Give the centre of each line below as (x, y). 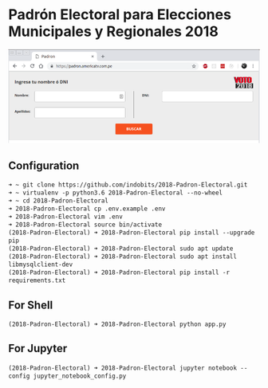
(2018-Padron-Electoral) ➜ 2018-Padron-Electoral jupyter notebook (123, 368)
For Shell (31, 305)
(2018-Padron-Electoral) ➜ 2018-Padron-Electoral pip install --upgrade (132, 233)
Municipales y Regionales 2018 (114, 31)
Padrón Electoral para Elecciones (120, 15)
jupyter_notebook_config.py (80, 376)
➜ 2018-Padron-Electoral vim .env (66, 217)
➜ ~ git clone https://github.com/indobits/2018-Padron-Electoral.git (128, 185)
